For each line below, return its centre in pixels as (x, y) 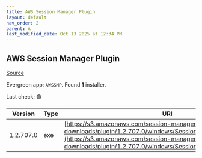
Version (23, 114)
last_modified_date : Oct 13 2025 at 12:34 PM (64, 34)
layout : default (26, 17)
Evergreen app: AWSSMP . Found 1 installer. (56, 84)
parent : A (19, 29)
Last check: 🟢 (24, 96)
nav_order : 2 (23, 23)
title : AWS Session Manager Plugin (51, 12)
